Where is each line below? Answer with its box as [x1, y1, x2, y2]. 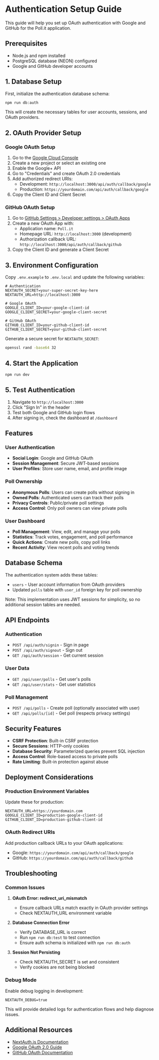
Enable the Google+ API [12, 165, 61, 171]
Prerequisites [5, 40, 47, 48]
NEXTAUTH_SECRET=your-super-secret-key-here [5, 288, 98, 293]
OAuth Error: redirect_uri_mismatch [12, 895, 87, 901]
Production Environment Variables [5, 788, 89, 795]
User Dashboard [5, 517, 45, 524]
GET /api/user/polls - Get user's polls [12, 676, 91, 682]
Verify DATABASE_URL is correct [19, 929, 86, 935]
